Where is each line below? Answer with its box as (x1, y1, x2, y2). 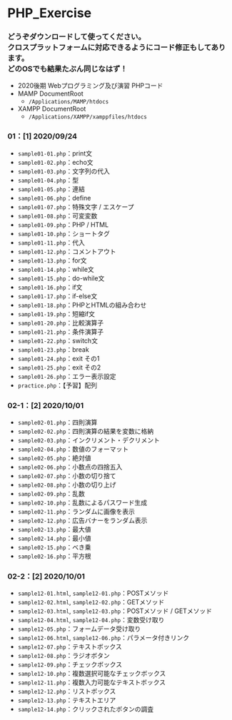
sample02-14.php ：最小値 (17, 534, 91, 543)
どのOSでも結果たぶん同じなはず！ (7, 64, 128, 74)
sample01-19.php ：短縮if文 (17, 309, 95, 318)
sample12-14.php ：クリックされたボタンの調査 (17, 705, 154, 714)
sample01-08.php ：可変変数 (17, 211, 98, 220)
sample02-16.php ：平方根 (17, 552, 91, 561)
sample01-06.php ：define (17, 193, 91, 202)
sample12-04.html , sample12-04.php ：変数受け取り (17, 616, 165, 624)
